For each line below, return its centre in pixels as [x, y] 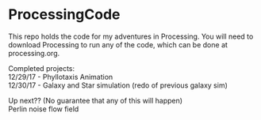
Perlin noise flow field [44, 109]
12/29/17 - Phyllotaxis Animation [61, 77]
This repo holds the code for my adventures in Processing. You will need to [131, 36]
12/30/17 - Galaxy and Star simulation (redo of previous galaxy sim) [118, 85]
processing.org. [34, 53]
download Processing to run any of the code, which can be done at [118, 44]
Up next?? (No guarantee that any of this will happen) [96, 100]
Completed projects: [42, 68]
